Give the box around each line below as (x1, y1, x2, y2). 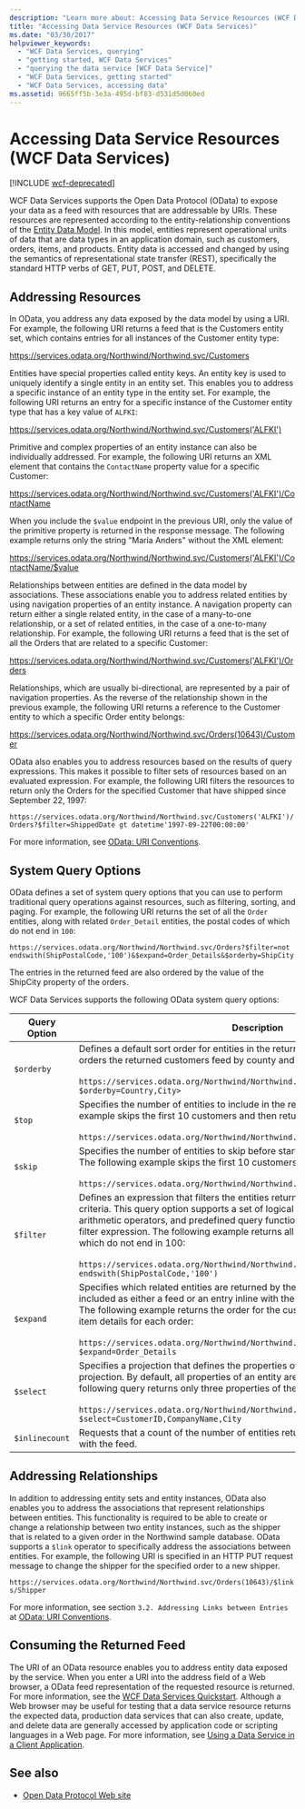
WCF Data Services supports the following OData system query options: (9, 994, 280, 1005)
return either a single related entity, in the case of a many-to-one (9, 609, 251, 620)
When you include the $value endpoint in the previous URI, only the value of (9, 515, 293, 527)
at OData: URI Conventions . (9, 1611, 112, 1622)
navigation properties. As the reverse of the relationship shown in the (9, 692, 268, 703)
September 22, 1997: (9, 795, 87, 806)
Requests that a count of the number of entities (78, 1426, 280, 1439)
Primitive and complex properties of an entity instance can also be (9, 442, 257, 452)
